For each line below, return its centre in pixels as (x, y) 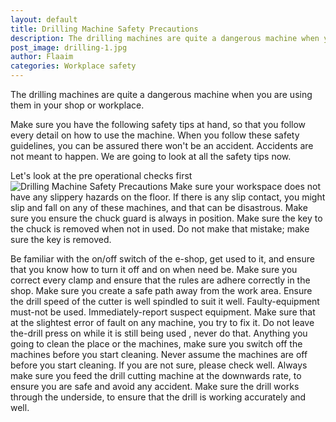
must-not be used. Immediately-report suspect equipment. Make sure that (163, 312)
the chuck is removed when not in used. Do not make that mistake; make (160, 229)
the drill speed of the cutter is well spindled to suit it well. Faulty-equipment (165, 301)
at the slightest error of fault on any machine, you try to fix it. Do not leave (162, 322)
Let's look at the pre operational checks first (101, 175)
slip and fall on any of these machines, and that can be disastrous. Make (159, 207)
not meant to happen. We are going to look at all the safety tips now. (151, 156)
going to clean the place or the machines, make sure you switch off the (156, 344)
